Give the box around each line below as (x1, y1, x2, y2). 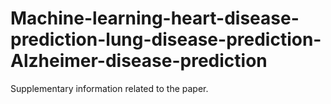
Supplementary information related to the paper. (10, 82, 209, 94)
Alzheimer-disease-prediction (10, 50, 268, 72)
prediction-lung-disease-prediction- (10, 28, 322, 51)
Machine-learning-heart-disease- (10, 7, 300, 30)
